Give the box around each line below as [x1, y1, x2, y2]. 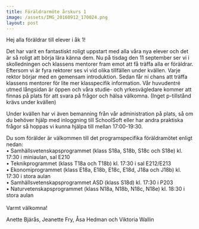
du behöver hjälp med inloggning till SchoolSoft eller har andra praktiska [6, 117, 184, 124]
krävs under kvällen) [6, 99, 57, 106]
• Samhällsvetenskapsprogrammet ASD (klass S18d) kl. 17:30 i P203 [6, 179, 174, 186]
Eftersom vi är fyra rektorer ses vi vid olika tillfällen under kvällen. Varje [6, 67, 181, 74]
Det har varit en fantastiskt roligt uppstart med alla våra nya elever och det [6, 48, 189, 55]
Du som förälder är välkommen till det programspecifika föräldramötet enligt [6, 135, 192, 142]
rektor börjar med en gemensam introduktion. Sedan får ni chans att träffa [6, 73, 188, 81]
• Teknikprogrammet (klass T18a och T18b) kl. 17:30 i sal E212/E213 [6, 160, 172, 167]
